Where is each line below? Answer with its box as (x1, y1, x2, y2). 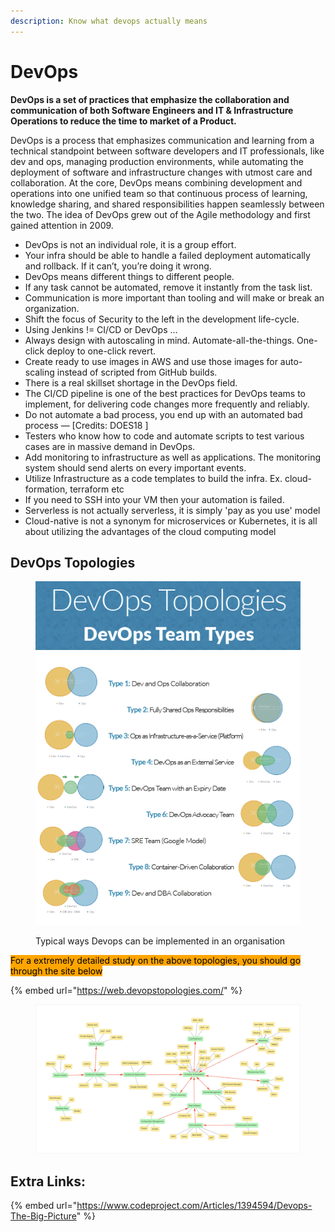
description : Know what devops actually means (10, 16, 208, 26)
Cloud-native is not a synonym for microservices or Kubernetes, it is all (24, 515, 318, 527)
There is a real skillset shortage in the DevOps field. (24, 376, 238, 389)
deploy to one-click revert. (46, 345, 157, 357)
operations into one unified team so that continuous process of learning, (10, 187, 308, 199)
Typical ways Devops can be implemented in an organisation (35, 935, 286, 947)
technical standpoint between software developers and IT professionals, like (10, 145, 325, 157)
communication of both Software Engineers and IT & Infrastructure (10, 104, 294, 116)
